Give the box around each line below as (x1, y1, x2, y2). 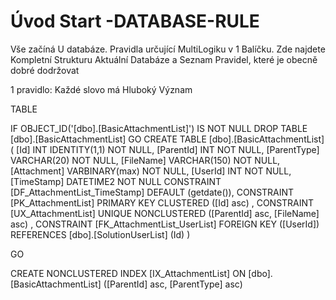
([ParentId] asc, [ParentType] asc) (103, 278, 243, 290)
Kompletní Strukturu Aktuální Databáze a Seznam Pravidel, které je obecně (10, 53, 318, 65)
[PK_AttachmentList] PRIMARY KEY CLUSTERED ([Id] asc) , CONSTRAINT (10, 196, 315, 209)
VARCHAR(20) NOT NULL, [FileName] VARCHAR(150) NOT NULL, (10, 154, 281, 166)
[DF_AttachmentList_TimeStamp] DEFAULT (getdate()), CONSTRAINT (10, 186, 295, 198)
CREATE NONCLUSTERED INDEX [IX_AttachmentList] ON (10, 267, 247, 279)
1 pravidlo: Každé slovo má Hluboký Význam (10, 83, 193, 95)
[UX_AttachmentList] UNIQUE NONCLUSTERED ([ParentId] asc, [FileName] (10, 207, 320, 219)
